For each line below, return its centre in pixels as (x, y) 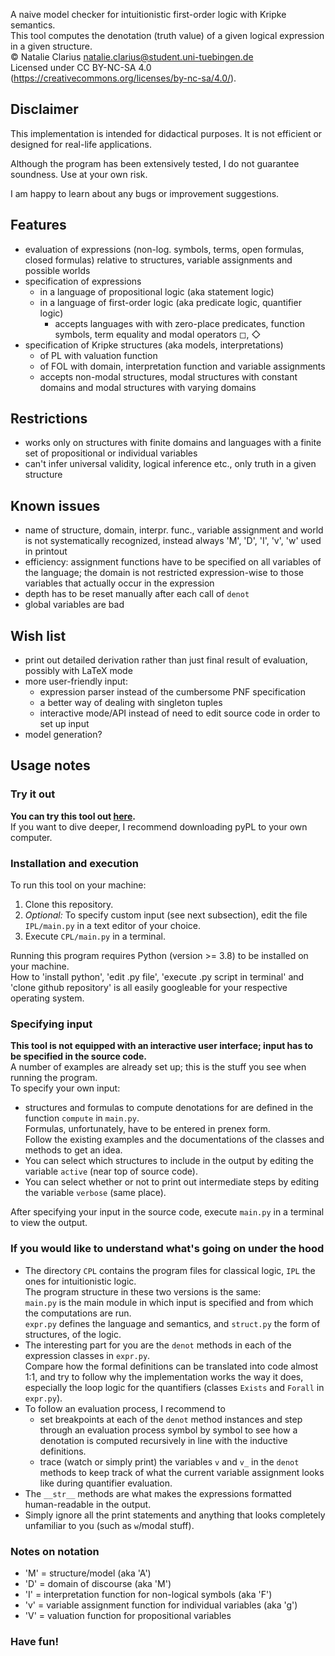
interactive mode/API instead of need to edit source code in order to (180, 713)
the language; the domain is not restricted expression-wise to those (164, 573)
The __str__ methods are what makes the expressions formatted (158, 1493)
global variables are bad (74, 605)
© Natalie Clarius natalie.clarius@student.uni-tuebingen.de (132, 57)
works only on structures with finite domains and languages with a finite (173, 443)
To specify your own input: (65, 1088)
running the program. (54, 1078)
